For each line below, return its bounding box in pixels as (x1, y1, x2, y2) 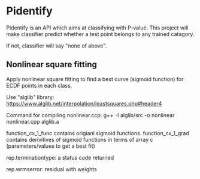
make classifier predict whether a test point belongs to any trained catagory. (6, 30, 195, 37)
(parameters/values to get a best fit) (6, 142, 96, 150)
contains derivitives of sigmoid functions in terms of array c (6, 136, 154, 143)
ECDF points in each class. (6, 82, 72, 89)
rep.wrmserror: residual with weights (6, 165, 97, 172)
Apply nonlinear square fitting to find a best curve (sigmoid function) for (6, 75, 184, 82)
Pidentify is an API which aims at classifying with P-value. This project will (6, 24, 189, 31)
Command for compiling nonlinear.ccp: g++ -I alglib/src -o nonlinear (6, 111, 175, 118)
